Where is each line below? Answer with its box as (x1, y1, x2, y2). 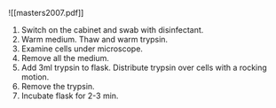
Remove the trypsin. (20, 81, 95, 91)
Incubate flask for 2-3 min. (20, 90, 119, 101)
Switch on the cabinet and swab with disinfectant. (20, 25, 204, 35)
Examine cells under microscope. (20, 43, 144, 54)
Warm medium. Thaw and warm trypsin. (20, 35, 169, 44)
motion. (20, 72, 50, 82)
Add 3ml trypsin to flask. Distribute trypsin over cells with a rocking (20, 62, 267, 73)
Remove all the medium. (20, 53, 110, 63)
